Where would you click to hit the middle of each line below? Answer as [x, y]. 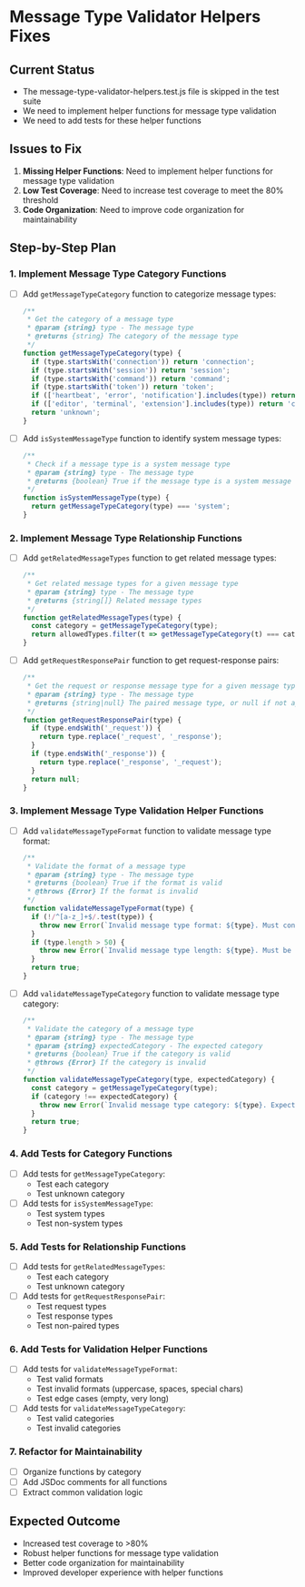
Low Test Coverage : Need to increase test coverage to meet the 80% [153, 190]
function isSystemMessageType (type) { [96, 498]
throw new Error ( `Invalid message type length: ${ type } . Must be [166, 951]
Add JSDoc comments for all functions [95, 1481]
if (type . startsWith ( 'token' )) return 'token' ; [123, 387]
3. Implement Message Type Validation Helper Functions [137, 811]
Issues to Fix [46, 149]
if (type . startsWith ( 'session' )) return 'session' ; [131, 370]
